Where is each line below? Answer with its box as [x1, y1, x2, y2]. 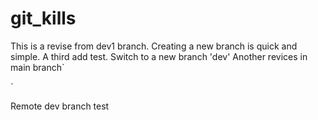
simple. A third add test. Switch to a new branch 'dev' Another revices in [10, 50, 308, 62]
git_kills [10, 7, 77, 30]
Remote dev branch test [10, 100, 110, 112]
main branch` [10, 61, 65, 73]
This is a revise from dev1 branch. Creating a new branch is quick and [10, 40, 298, 52]
